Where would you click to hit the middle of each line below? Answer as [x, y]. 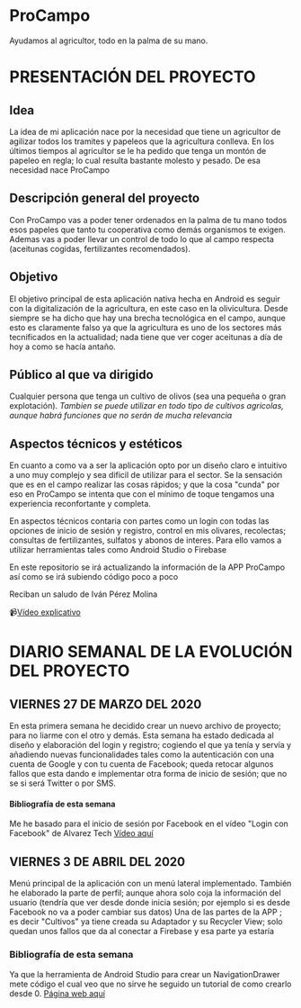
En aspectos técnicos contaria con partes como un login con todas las [139, 521]
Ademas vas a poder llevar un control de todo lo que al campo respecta [142, 238]
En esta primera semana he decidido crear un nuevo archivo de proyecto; [145, 726]
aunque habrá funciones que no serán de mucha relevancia [121, 416]
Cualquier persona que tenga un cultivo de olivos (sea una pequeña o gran [147, 396]
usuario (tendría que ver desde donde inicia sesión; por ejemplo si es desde [150, 903]
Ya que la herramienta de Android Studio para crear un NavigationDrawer [145, 974]
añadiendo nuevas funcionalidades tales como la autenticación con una [142, 755]
